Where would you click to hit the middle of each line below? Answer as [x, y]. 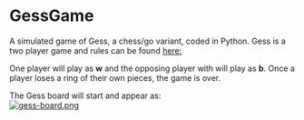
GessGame [52, 16]
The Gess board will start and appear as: [85, 95]
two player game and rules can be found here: [96, 50]
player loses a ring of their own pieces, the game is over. [115, 77]
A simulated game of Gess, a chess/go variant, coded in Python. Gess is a [147, 41]
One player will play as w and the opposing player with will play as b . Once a [152, 68]
